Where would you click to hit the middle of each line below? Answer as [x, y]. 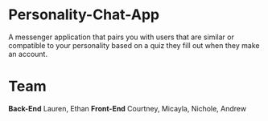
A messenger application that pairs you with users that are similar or [122, 37]
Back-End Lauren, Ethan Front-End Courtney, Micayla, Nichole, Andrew [128, 108]
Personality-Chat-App [84, 15]
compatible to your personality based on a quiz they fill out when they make [134, 45]
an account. [28, 54]
